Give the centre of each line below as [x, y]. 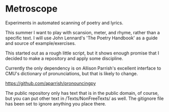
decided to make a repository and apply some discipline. [64, 58]
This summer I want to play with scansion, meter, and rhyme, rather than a [83, 32]
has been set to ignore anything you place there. [56, 103]
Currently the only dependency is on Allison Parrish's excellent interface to [83, 68]
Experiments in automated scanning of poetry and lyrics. [64, 23]
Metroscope [31, 9]
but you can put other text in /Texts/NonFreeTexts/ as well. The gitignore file [85, 98]
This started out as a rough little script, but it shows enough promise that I [82, 53]
